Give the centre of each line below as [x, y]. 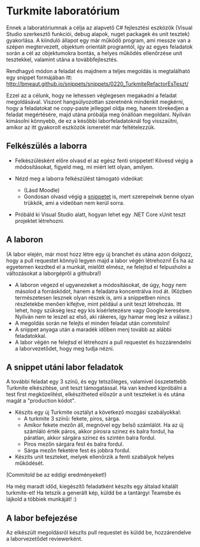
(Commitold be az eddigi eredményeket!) [56, 475]
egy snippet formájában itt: [39, 77]
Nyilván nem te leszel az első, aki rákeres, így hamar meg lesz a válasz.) [104, 316]
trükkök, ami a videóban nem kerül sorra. [74, 203]
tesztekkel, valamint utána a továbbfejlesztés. [62, 59]
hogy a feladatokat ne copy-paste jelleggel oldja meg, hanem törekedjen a [97, 108]
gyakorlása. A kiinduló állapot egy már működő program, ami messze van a [99, 40]
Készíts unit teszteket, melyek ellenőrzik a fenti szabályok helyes [94, 457]
